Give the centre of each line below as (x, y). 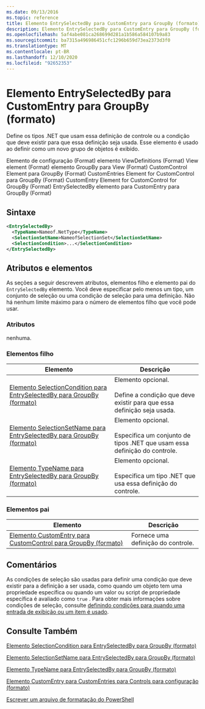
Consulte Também (42, 631)
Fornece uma (150, 536)
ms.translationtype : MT (37, 46)
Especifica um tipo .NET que (155, 476)
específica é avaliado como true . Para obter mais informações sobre (94, 599)
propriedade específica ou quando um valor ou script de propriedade (93, 592)
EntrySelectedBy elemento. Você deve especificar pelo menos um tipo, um (100, 289)
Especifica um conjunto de (153, 436)
